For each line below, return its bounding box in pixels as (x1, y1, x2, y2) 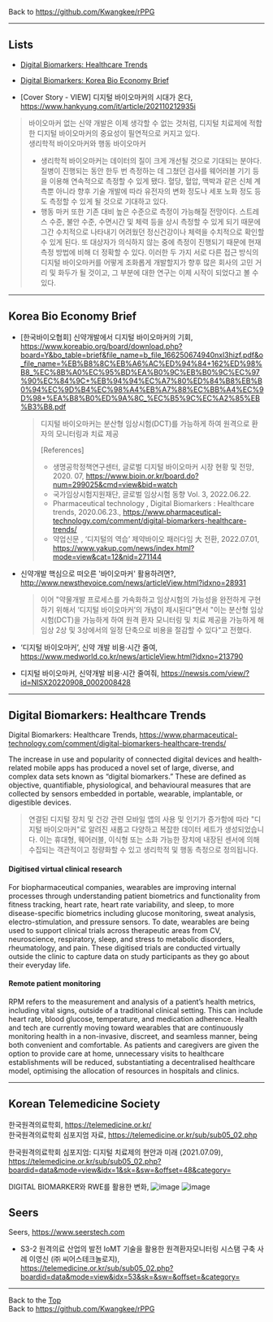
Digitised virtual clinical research (8, 864, 123, 874)
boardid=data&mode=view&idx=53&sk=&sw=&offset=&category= (19, 1272, 240, 1282)
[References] (40, 445, 84, 455)
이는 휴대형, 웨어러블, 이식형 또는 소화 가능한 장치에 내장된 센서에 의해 (39, 835, 260, 844)
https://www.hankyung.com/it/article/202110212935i (19, 101, 197, 111)
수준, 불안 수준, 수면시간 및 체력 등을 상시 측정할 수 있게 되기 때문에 (49, 216, 262, 226)
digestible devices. (8, 797, 71, 808)
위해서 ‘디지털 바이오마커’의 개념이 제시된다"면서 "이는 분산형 (55, 604, 249, 614)
